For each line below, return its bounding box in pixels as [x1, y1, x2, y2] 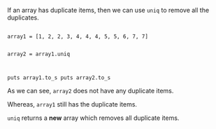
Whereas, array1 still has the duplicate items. [7, 100, 138, 108]
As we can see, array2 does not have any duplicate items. [7, 86, 174, 95]
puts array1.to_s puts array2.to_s [7, 74, 111, 81]
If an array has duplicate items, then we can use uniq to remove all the [7, 6, 210, 14]
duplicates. [7, 13, 40, 22]
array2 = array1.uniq [7, 50, 71, 57]
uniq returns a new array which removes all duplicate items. [7, 114, 180, 122]
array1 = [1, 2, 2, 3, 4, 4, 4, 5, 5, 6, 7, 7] [7, 33, 149, 40]
